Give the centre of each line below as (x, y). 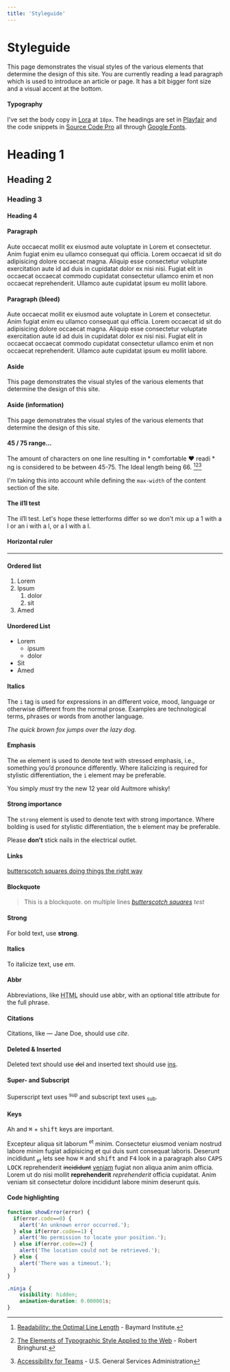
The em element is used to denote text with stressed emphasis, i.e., (101, 760)
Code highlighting (33, 1197)
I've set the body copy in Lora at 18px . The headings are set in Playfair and (112, 119)
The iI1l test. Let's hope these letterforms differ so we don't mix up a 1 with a (115, 518)
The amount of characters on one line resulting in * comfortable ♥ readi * (111, 458)
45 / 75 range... (29, 443)
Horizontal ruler (30, 542)
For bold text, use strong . (43, 933)
